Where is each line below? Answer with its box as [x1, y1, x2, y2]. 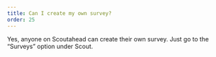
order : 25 [7, 16, 36, 23]
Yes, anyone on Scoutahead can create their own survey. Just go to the [7, 35, 209, 43]
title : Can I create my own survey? [7, 9, 112, 17]
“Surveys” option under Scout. [7, 42, 94, 50]
